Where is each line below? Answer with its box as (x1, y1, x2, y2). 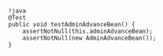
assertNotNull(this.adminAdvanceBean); (22, 27, 154, 36)
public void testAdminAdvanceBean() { (8, 21, 135, 29)
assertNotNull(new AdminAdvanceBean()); (22, 34, 157, 42)
